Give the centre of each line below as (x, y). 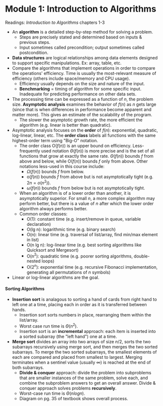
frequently (30, 151)
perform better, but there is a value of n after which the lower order (87, 203)
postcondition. (34, 53)
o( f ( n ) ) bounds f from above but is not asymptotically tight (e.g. (90, 177)
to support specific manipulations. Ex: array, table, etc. (67, 63)
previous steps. (35, 42)
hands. (19, 310)
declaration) (39, 224)
